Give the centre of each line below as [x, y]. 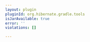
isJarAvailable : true [27, 19]
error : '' [15, 23]
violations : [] [21, 28]
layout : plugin [21, 10]
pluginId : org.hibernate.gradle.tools [45, 14]
